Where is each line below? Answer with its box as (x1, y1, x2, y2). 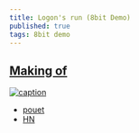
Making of (9, 63, 68, 78)
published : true (9, 22, 70, 31)
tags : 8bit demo (9, 30, 70, 39)
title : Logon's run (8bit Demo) (9, 13, 131, 22)
